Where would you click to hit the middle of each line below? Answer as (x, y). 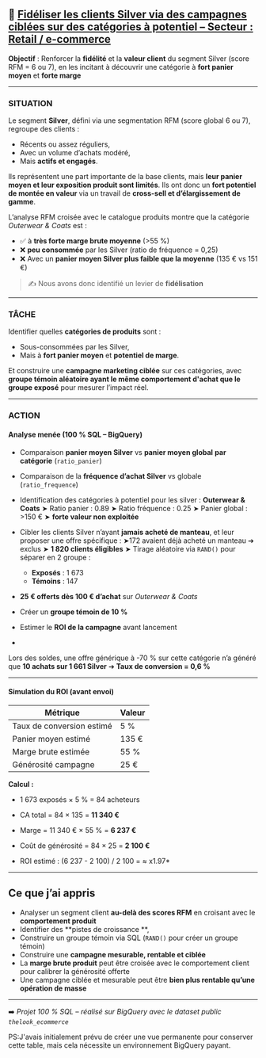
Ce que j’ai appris (52, 894)
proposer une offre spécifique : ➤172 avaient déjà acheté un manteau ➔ (137, 540)
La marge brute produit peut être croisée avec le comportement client (134, 963)
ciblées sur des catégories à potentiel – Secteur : (131, 27)
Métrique (63, 712)
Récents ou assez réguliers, (65, 144)
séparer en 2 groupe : (55, 557)
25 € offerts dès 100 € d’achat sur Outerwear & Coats (108, 596)
